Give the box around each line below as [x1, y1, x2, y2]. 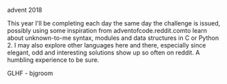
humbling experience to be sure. [7, 56, 99, 64]
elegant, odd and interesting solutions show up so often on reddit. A [7, 48, 200, 56]
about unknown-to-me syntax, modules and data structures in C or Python [7, 34, 219, 42]
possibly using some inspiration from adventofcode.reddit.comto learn [7, 27, 207, 34]
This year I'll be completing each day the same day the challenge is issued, [7, 19, 221, 27]
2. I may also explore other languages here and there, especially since [7, 41, 206, 49]
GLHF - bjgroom [7, 69, 53, 77]
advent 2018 [7, 6, 43, 14]
